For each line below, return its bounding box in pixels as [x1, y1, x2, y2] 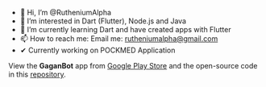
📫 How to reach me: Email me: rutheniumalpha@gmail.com [19, 34, 218, 43]
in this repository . [8, 69, 66, 79]
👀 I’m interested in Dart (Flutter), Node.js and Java [19, 16, 187, 26]
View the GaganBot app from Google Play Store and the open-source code [8, 61, 258, 70]
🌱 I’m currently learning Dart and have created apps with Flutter [19, 25, 231, 34]
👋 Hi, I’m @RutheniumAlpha [19, 8, 111, 17]
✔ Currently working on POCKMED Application [19, 45, 176, 55]
